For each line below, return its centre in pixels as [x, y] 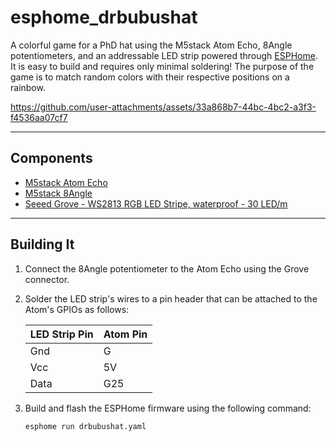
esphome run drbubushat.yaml [85, 426]
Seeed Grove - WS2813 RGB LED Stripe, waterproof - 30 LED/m [156, 203]
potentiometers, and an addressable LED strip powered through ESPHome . [164, 55]
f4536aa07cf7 [39, 117]
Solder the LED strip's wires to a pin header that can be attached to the [171, 298]
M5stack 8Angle [58, 193]
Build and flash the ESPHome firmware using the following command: [168, 408]
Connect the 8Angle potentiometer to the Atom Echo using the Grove [167, 268]
